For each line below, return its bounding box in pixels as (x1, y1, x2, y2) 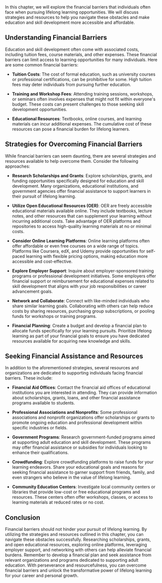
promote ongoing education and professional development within (12, 420, 143, 425)
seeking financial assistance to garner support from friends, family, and (12, 470, 155, 475)
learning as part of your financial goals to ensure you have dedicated (12, 333, 150, 339)
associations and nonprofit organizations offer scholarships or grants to (12, 414, 155, 421)
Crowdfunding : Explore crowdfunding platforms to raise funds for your (12, 459, 154, 465)
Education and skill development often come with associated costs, (5, 46, 139, 52)
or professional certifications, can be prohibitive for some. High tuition (12, 76, 152, 82)
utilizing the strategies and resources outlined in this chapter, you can (5, 532, 144, 537)
